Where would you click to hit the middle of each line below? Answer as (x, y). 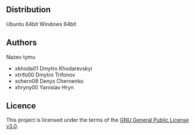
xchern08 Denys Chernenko (49, 81)
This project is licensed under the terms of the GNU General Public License (97, 120)
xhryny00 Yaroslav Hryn (44, 87)
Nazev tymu (21, 57)
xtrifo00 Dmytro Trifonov (45, 75)
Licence (21, 106)
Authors (22, 43)
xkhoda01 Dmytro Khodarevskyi (53, 68)
